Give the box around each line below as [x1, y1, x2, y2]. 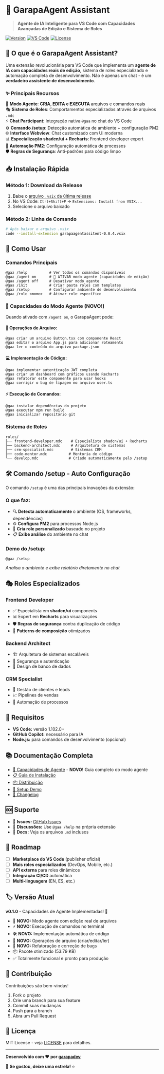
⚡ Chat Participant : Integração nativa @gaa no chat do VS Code [5, 118, 132, 124]
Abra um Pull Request [12, 1013, 56, 1018]
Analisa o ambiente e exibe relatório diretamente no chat [5, 565, 120, 571]
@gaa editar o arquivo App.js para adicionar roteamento [5, 340, 124, 345]
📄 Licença [5, 1027, 36, 1035]
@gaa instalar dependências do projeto [5, 404, 87, 409]
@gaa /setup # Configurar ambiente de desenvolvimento [5, 287, 137, 292]
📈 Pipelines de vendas [12, 692, 59, 698]
